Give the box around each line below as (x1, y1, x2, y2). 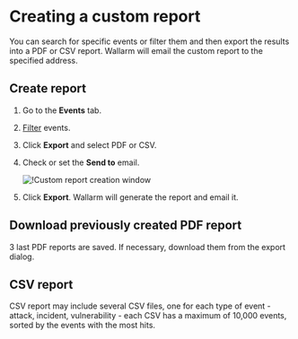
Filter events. (22, 122, 71, 133)
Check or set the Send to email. (22, 157, 140, 168)
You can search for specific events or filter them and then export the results (9, 36, 290, 47)
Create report (9, 81, 87, 96)
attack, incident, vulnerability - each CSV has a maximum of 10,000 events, (9, 310, 287, 321)
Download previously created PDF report (9, 218, 242, 233)
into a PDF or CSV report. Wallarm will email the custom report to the (9, 45, 263, 56)
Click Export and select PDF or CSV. (22, 139, 157, 150)
